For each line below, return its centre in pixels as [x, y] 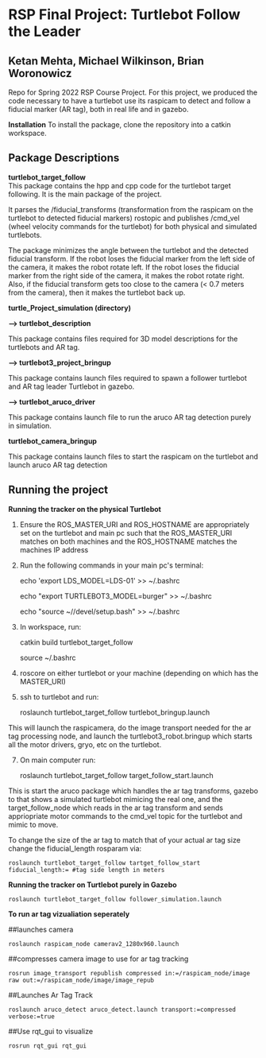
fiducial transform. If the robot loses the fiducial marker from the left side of [132, 258]
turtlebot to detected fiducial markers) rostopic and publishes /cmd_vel [124, 218]
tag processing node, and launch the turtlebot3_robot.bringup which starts [130, 736]
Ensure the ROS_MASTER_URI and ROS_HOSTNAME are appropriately [135, 524]
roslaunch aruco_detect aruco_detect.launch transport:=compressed [122, 1010]
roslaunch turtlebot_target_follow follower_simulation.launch [115, 899]
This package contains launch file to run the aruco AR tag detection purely [130, 417]
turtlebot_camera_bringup [53, 441]
